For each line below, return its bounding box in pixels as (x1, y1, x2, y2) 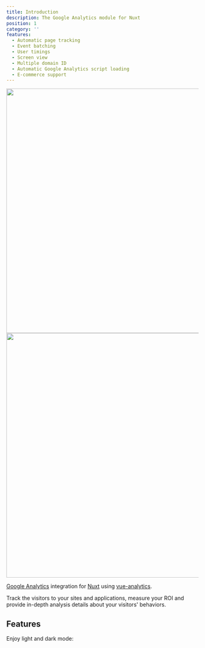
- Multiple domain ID (12, 60, 67, 66)
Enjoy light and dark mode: (6, 635, 74, 642)
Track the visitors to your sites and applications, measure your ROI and (6, 594, 184, 602)
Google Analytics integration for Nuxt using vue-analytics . (6, 583, 153, 590)
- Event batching (12, 43, 56, 50)
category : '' (6, 26, 40, 32)
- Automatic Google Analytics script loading (12, 65, 130, 72)
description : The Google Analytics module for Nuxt (6, 15, 140, 21)
